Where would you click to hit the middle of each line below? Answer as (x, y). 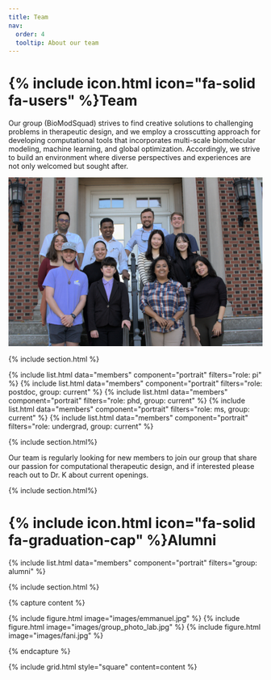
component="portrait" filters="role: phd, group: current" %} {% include (127, 400)
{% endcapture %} (40, 651)
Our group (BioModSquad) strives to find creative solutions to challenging (131, 123)
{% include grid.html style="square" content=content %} (103, 666)
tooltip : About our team (57, 43)
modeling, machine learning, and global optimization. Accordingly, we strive (134, 149)
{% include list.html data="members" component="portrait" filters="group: (133, 563)
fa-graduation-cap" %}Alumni (113, 541)
